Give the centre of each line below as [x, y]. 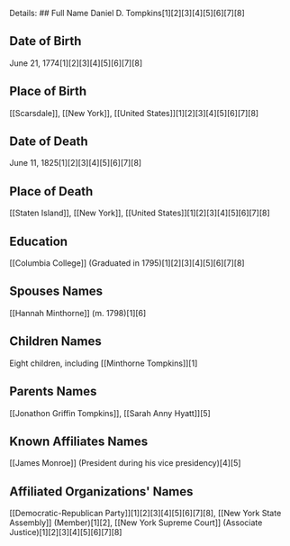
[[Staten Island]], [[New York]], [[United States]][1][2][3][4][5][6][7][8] [140, 213]
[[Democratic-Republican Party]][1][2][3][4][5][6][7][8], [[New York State [145, 514]
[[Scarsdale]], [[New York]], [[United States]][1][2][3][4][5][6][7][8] [134, 113]
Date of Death [49, 142]
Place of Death [51, 191]
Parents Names [53, 391]
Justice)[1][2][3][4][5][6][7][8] [66, 532]
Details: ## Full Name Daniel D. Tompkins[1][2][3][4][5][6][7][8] [127, 13]
